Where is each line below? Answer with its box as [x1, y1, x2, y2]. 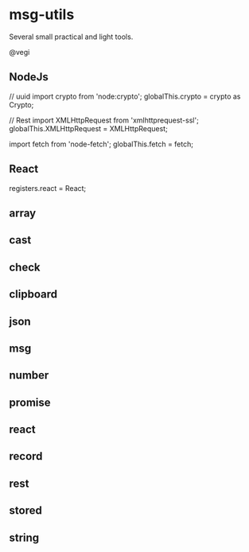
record [9, 449, 43, 463]
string [9, 531, 40, 544]
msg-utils [9, 6, 75, 24]
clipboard [9, 288, 58, 301]
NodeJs [9, 70, 49, 84]
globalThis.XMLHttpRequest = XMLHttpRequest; [9, 123, 168, 133]
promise [9, 395, 51, 409]
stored [9, 503, 42, 518]
